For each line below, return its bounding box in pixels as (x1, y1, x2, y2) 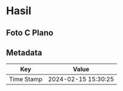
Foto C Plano (6, 28, 54, 38)
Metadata (6, 47, 42, 57)
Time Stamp (9, 75, 43, 83)
